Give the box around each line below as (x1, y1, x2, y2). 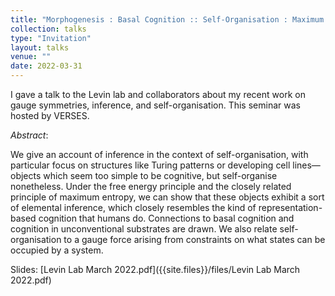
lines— (292, 159, 321, 171)
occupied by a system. (10, 244, 104, 256)
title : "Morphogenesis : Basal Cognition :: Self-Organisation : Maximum (10, 14, 325, 25)
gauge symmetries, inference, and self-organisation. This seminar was (10, 99, 301, 111)
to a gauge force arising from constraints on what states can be (63, 234, 326, 245)
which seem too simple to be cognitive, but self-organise (43, 170, 278, 181)
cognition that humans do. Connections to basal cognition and (38, 212, 295, 224)
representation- (258, 202, 323, 213)
